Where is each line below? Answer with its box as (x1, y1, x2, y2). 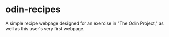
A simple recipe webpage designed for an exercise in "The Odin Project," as (5, 20, 164, 26)
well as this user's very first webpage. (5, 25, 85, 31)
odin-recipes (5, 4, 61, 15)
